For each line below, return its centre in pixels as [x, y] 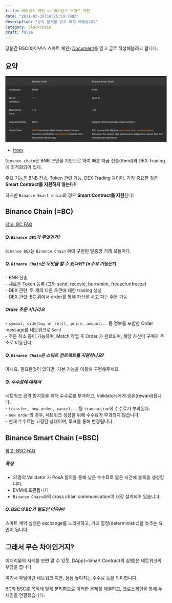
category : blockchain [28, 27]
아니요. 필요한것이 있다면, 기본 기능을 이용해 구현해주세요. [63, 369]
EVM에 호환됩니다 [31, 490]
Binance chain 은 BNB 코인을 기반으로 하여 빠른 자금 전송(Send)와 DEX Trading [85, 160]
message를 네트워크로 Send [33, 330]
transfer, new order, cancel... [43, 409]
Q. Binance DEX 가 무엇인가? [33, 237]
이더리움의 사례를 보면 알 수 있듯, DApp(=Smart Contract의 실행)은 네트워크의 [83, 560]
